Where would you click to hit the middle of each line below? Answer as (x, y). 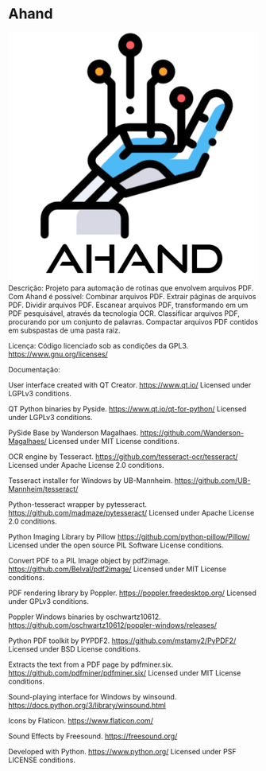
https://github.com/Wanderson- (192, 432)
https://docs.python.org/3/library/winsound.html (87, 705)
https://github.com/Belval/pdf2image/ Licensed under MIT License (117, 569)
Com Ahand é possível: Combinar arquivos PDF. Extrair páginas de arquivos (132, 296)
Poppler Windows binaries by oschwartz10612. (85, 617)
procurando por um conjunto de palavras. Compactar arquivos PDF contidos (133, 321)
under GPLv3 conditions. (48, 601)
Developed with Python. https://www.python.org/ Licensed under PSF (122, 751)
